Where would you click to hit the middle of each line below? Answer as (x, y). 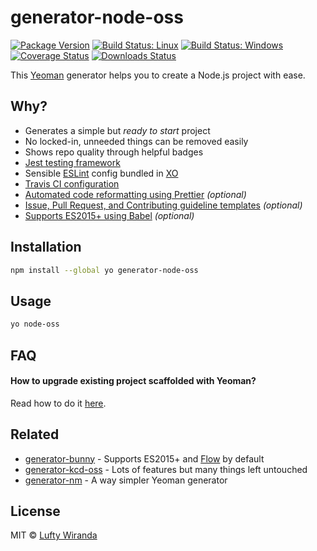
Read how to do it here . (58, 403)
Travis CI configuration (72, 183)
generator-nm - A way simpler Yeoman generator (126, 480)
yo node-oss (35, 324)
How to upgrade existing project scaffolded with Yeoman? (133, 381)
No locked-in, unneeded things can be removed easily (136, 141)
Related (35, 434)
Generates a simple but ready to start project (117, 130)
